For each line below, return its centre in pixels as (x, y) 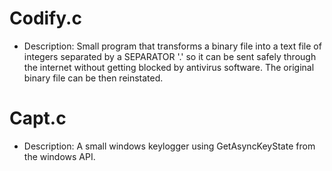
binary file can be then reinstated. (93, 78)
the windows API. (59, 156)
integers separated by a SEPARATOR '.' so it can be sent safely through (170, 56)
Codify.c (45, 18)
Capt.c (38, 118)
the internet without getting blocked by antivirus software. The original (169, 67)
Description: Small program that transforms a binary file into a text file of (172, 46)
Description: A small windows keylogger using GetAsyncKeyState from (169, 146)
